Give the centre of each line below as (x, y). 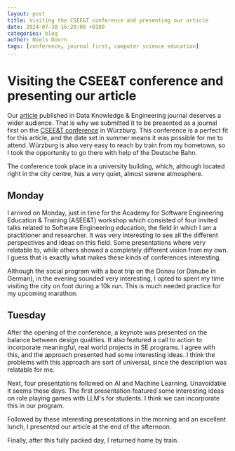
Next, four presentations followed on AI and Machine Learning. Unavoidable (117, 383)
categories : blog (33, 33)
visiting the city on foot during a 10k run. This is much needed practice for (114, 285)
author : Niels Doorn (38, 40)
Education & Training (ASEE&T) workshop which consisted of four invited (113, 220)
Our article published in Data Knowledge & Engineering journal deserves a (114, 115)
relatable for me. (31, 370)
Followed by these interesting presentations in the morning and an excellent (117, 419)
